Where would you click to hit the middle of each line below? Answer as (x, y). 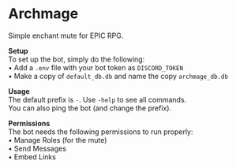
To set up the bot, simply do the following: (77, 59)
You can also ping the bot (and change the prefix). (90, 108)
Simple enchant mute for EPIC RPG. (66, 35)
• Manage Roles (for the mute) (58, 140)
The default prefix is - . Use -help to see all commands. (97, 99)
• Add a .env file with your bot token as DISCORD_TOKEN (96, 67)
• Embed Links (32, 157)
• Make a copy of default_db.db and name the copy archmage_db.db (118, 76)
